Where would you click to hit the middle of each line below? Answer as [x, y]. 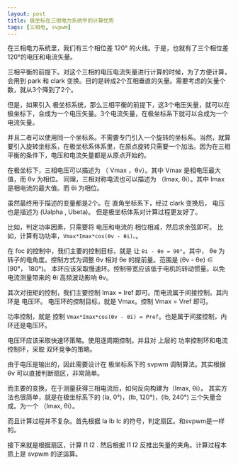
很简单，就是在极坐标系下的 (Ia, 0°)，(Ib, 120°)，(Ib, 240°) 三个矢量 [118, 397]
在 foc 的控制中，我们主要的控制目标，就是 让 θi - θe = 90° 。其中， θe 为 [116, 251]
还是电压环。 [32, 325]
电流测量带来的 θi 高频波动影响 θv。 [60, 278]
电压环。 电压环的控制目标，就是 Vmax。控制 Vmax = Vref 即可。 [117, 301]
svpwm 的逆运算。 [55, 454]
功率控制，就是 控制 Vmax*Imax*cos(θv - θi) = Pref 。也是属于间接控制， [114, 317]
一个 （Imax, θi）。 [52, 406]
